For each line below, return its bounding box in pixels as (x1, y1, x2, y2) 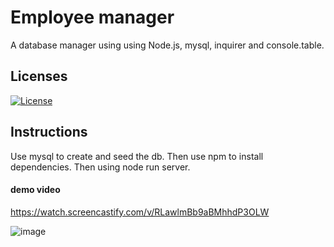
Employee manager (10, 6, 175, 29)
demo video (10, 184, 61, 196)
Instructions (10, 124, 88, 141)
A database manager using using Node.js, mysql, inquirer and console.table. (10, 39, 325, 51)
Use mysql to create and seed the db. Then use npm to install (10, 150, 264, 162)
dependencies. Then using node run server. (10, 161, 191, 173)
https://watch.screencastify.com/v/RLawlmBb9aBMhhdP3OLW (10, 206, 270, 218)
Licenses (10, 68, 68, 85)
